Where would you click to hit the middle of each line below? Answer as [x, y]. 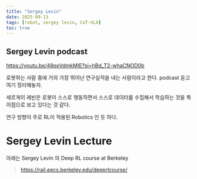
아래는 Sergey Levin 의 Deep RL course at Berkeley [67, 158]
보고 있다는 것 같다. [48, 105]
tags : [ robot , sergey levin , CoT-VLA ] [54, 22]
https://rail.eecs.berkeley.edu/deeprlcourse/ [74, 170]
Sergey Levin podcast [47, 51]
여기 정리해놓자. [24, 85]
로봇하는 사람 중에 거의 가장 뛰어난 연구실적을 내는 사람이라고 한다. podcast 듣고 [98, 78]
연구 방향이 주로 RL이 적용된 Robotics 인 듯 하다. [62, 117]
